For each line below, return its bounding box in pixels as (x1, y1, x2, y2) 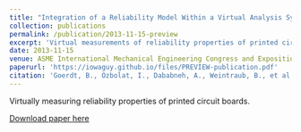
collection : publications (9, 21, 106, 30)
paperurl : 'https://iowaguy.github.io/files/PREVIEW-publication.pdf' (9, 63, 279, 72)
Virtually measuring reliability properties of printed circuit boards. (9, 95, 251, 106)
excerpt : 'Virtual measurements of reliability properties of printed (9, 37, 279, 47)
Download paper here (9, 112, 90, 123)
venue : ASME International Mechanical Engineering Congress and (9, 54, 254, 63)
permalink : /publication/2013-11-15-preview (9, 29, 178, 38)
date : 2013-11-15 (9, 46, 74, 55)
